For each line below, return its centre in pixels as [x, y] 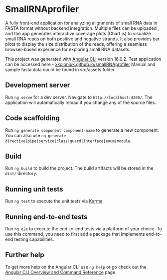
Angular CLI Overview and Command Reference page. [61, 272]
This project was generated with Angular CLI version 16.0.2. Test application [83, 59]
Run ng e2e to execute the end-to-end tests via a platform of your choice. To [84, 229]
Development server [38, 85]
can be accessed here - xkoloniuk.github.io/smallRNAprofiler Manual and [80, 64]
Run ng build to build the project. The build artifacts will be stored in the [79, 168]
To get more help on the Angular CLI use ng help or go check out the [76, 267]
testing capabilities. [34, 239]
